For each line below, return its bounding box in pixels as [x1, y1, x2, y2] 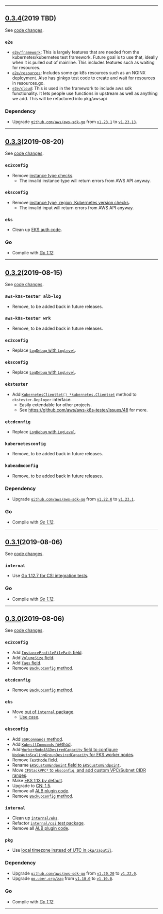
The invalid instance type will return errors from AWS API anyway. [19, 178, 151, 183]
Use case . [19, 714, 40, 720]
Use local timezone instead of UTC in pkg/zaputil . [12, 847, 113, 853]
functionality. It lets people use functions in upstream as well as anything [12, 90, 158, 96]
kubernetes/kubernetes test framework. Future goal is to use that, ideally [12, 54, 158, 60]
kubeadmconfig [5, 463, 38, 468]
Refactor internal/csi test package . [12, 820, 85, 826]
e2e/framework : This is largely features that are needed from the [12, 49, 140, 55]
